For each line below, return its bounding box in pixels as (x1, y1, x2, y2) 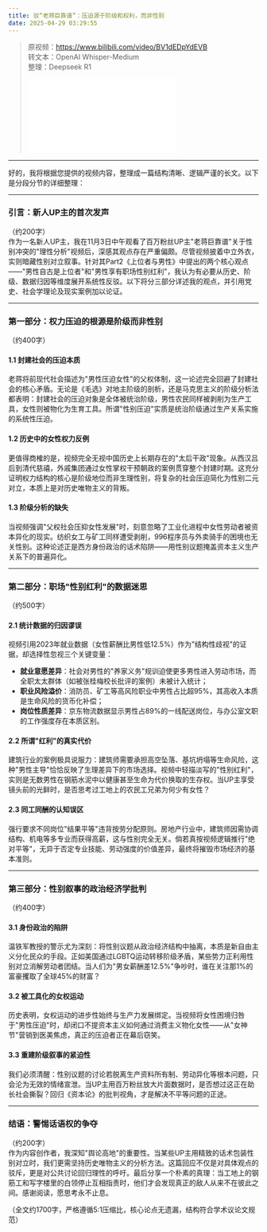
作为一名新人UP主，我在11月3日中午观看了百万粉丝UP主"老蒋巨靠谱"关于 (8, 237, 246, 246)
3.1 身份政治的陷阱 (8, 922, 68, 932)
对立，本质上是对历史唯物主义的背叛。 (8, 483, 133, 492)
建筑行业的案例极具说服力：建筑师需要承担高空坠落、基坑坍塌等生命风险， (8, 755, 252, 765)
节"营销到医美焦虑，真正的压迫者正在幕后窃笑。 (8, 1031, 165, 1040)
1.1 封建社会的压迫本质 (8, 355, 81, 365)
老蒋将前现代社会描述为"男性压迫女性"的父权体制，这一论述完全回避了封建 (8, 374, 252, 384)
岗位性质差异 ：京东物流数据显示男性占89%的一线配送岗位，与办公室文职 (19, 706, 258, 716)
